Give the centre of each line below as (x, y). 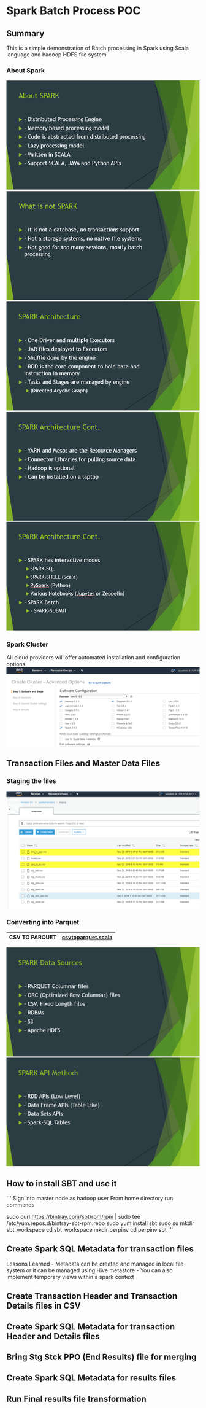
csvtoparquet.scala (87, 938)
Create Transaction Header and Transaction (92, 1296)
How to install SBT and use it (62, 1184)
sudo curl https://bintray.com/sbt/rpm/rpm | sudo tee (74, 1216)
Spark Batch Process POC (74, 11)
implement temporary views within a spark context (70, 1277)
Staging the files (31, 781)
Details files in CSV (44, 1306)
